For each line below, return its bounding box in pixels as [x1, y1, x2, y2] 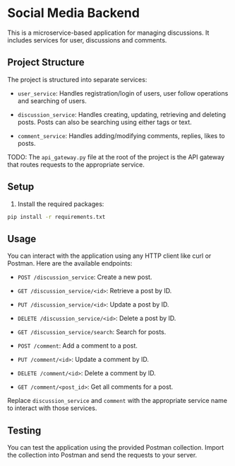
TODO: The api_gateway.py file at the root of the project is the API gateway [7, 152, 224, 161]
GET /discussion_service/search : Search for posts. [17, 328, 167, 336]
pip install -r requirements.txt [7, 213, 106, 220]
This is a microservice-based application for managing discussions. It [7, 28, 210, 37]
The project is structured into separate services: [7, 75, 147, 84]
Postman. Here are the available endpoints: [7, 259, 133, 268]
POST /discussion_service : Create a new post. [17, 273, 152, 281]
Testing [7, 424, 42, 436]
